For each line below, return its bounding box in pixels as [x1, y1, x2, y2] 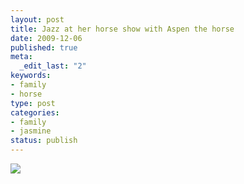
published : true [10, 42, 78, 53]
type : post [10, 98, 56, 108]
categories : [10, 107, 60, 118]
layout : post [10, 14, 65, 25]
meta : [10, 52, 33, 62]
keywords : [10, 71, 52, 81]
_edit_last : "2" [19, 61, 87, 71]
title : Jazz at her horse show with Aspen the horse [10, 24, 235, 34]
